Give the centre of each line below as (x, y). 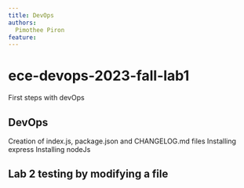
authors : (22, 23)
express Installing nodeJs (49, 149)
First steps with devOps (46, 98)
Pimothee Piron (40, 30)
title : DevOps (31, 15)
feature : (22, 37)
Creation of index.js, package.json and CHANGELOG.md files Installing (122, 141)
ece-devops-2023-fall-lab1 (99, 76)
